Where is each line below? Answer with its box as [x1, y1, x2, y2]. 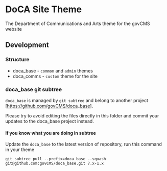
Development [5, 41, 50, 50]
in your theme [5, 146, 35, 153]
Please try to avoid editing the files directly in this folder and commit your [5, 112, 159, 118]
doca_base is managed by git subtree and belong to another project [5, 97, 149, 103]
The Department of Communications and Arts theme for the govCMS [5, 20, 150, 27]
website [5, 26, 22, 32]
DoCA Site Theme [5, 4, 82, 15]
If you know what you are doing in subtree [5, 130, 96, 136]
